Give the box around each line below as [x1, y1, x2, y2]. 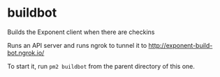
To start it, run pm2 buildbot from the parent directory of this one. [7, 62, 196, 70]
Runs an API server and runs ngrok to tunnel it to [7, 41, 147, 49]
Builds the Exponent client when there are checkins [7, 28, 155, 36]
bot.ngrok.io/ [7, 49, 45, 57]
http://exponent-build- [148, 41, 213, 49]
